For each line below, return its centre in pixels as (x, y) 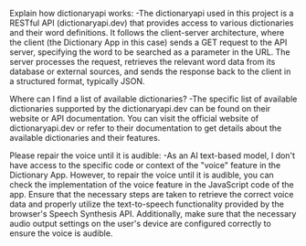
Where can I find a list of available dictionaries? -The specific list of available (153, 99)
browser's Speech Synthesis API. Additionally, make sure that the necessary (153, 214)
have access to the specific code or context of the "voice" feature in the (145, 165)
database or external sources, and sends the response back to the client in (150, 71)
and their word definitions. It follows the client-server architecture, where (147, 32)
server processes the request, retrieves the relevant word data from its (142, 62)
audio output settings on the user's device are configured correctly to (140, 224)
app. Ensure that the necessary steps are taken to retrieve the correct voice (152, 194)
